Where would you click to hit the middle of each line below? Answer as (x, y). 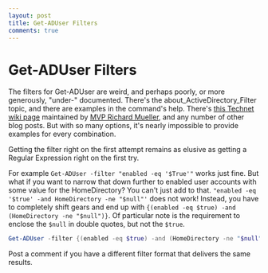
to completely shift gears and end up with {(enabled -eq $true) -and (122, 207)
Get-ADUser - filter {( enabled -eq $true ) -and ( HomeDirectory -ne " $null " (135, 239)
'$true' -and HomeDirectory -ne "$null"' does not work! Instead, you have (134, 199)
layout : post (30, 16)
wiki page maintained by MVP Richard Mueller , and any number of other (126, 117)
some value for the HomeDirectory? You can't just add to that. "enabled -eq (132, 190)
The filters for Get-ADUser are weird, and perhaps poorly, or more (117, 92)
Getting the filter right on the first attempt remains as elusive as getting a (128, 150)
